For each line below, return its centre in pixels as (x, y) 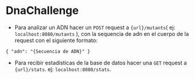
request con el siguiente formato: (56, 40)
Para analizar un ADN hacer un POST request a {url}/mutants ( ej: (95, 27)
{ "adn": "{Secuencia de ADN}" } (48, 51)
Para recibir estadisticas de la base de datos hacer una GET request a (101, 63)
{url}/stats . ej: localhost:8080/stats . (63, 69)
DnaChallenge (42, 11)
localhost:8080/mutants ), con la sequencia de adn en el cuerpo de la (102, 33)
